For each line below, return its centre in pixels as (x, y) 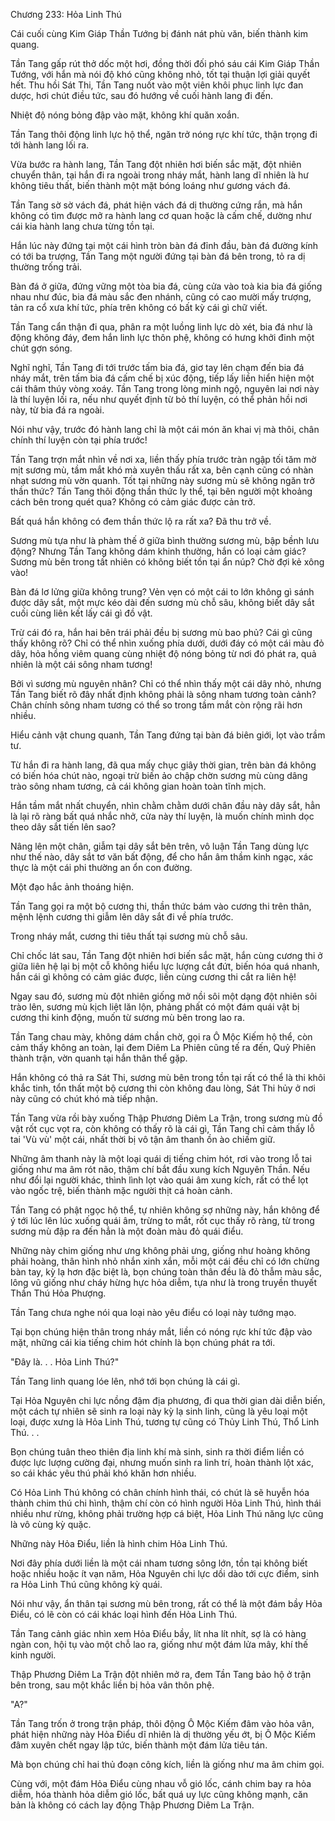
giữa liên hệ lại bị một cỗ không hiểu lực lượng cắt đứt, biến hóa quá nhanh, (165, 966)
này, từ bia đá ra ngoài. (57, 410)
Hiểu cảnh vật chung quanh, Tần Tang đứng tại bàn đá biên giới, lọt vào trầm (168, 735)
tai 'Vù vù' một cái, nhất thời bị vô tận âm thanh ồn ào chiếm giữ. (143, 1139)
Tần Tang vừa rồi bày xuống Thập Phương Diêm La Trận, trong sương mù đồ (166, 1118)
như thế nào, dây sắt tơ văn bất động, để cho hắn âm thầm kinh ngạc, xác (162, 857)
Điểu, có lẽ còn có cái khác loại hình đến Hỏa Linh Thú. (124, 1614)
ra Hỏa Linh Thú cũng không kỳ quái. (86, 1584)
